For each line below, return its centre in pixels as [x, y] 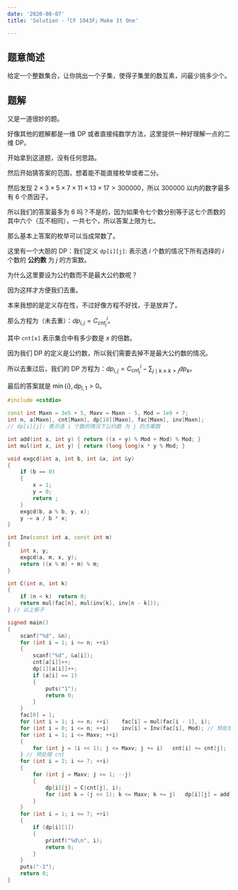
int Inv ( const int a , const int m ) [60, 538]
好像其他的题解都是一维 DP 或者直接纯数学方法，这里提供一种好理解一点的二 [119, 134]
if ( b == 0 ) [38, 472]
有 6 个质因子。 [30, 197]
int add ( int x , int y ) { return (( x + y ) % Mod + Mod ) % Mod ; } [104, 439]
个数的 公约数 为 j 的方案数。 [49, 260]
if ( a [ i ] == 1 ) [55, 675]
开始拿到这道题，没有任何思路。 [54, 158]
